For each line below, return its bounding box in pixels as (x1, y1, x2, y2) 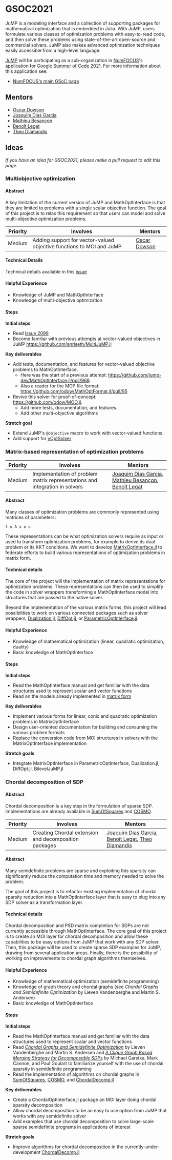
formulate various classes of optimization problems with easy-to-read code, (5, 31, 166, 37)
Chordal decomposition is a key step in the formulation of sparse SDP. (5, 802, 153, 809)
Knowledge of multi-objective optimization (12, 297, 102, 303)
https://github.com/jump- (108, 372, 162, 378)
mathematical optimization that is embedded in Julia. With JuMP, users (5, 25, 155, 31)
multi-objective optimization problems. (5, 215, 87, 222)
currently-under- (124, 1144, 160, 1150)
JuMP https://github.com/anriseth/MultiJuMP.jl (12, 341, 112, 347)
